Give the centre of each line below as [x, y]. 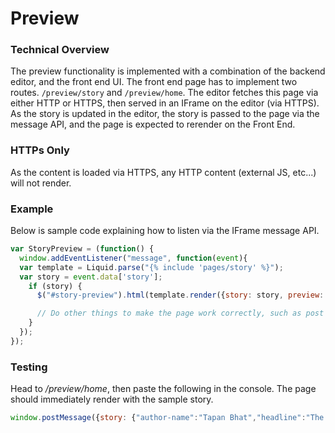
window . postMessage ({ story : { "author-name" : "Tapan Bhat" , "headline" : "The [167, 418]
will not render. [41, 183]
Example [32, 209]
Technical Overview [60, 50]
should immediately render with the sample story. [112, 399]
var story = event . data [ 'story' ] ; [91, 277]
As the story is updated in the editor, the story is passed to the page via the [165, 114]
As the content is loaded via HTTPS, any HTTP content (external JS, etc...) [163, 172]
